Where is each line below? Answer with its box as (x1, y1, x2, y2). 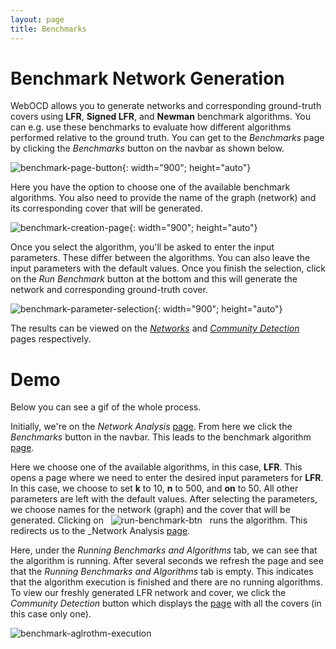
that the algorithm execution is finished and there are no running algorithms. (10, 576, 324, 588)
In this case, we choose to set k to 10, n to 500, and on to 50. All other (10, 482, 299, 495)
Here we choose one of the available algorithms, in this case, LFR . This (10, 461, 303, 473)
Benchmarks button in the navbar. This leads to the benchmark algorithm (10, 431, 312, 443)
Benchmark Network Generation (10, 67, 285, 90)
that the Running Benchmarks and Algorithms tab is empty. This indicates (10, 566, 314, 578)
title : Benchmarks (10, 24, 87, 34)
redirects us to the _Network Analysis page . (10, 525, 191, 537)
